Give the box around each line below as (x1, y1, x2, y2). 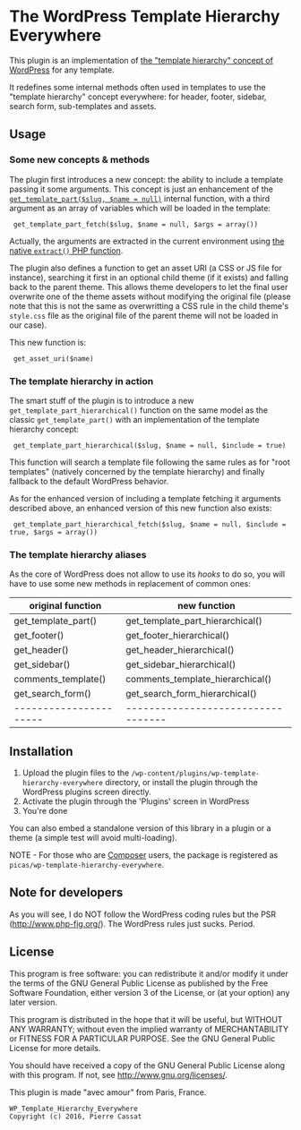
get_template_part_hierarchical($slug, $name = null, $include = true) (13, 441, 287, 449)
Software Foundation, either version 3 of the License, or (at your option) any (9, 987, 290, 997)
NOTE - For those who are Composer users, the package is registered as (9, 850, 279, 860)
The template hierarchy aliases (9, 548, 147, 561)
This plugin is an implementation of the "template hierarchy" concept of (9, 55, 273, 65)
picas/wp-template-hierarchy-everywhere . (9, 860, 165, 870)
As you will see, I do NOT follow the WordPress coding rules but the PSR (9, 909, 277, 920)
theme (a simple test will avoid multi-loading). (9, 833, 177, 843)
